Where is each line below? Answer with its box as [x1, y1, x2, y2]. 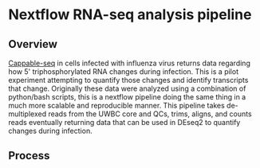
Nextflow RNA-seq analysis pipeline [8, 6, 252, 24]
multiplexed [8, 109, 46, 119]
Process [8, 149, 50, 162]
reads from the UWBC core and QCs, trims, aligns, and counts [47, 109, 253, 119]
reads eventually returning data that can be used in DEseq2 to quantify [8, 118, 241, 127]
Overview [8, 37, 58, 51]
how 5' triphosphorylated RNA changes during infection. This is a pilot [8, 67, 239, 76]
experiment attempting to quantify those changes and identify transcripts [8, 76, 249, 84]
